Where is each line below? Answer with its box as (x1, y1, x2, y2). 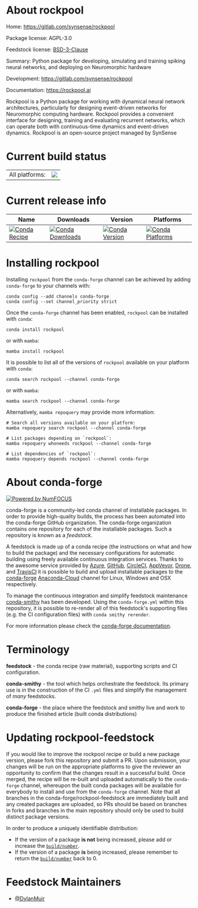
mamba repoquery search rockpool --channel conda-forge (6, 425, 146, 431)
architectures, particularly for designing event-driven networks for (6, 104, 167, 111)
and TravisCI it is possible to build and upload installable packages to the (6, 568, 183, 575)
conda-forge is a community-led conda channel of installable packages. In (6, 506, 187, 514)
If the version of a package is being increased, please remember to (14, 848, 178, 856)
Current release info (6, 194, 107, 208)
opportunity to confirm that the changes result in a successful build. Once (6, 769, 186, 776)
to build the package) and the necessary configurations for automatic (6, 549, 175, 556)
